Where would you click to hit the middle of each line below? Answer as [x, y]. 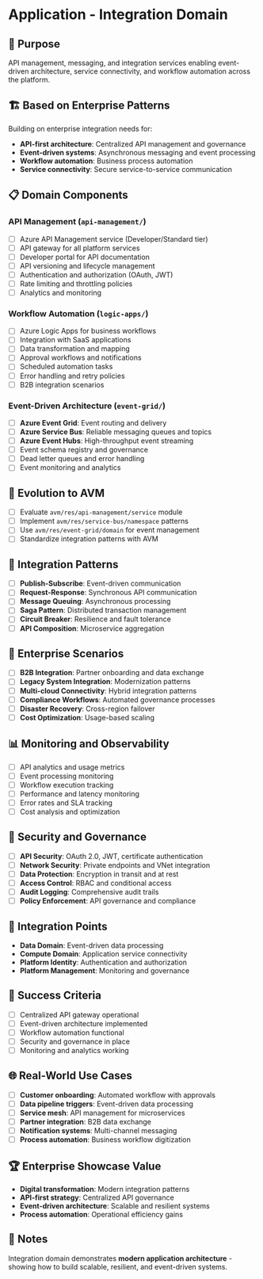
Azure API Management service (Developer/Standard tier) [114, 239]
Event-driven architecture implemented [84, 1023]
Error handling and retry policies [72, 376]
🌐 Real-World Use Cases [71, 1076]
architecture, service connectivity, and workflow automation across [141, 71]
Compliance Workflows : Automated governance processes [117, 700]
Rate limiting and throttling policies [76, 284]
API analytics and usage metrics [72, 767]
